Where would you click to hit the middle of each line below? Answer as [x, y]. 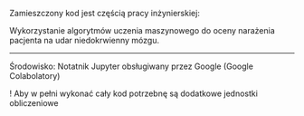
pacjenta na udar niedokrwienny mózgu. [85, 40]
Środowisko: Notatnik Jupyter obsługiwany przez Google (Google [131, 66]
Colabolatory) [35, 76]
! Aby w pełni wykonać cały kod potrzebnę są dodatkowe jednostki [133, 93]
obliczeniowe [34, 103]
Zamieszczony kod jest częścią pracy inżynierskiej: [105, 13]
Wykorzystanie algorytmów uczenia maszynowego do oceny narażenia [142, 30]
